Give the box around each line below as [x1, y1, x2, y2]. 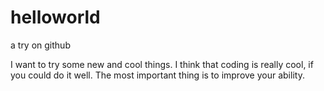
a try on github [10, 39, 71, 51]
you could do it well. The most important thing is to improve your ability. [10, 69, 305, 81]
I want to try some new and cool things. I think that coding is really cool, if [10, 58, 314, 70]
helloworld [10, 6, 101, 29]
